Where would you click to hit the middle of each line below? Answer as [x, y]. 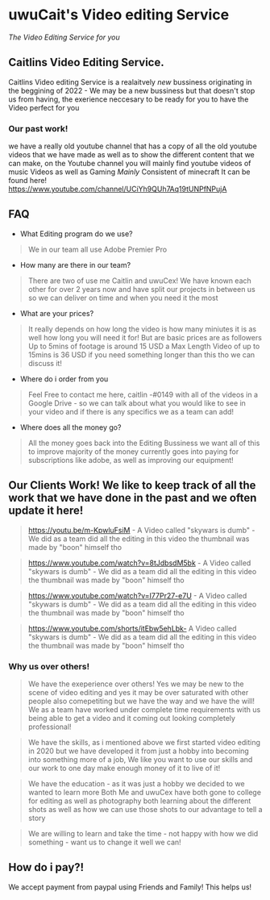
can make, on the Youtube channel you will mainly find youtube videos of [130, 164]
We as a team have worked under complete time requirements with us [144, 709]
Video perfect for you [44, 107]
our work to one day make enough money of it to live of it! [124, 768]
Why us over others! [49, 666]
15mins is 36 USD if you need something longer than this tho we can [141, 354]
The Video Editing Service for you [64, 37]
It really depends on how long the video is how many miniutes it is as [142, 329]
